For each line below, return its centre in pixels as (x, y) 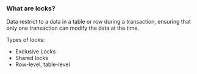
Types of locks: (26, 40)
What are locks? (31, 8)
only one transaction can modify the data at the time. (73, 28)
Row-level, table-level (42, 64)
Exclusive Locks (35, 52)
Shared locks (32, 58)
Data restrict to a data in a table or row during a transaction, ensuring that (99, 22)
